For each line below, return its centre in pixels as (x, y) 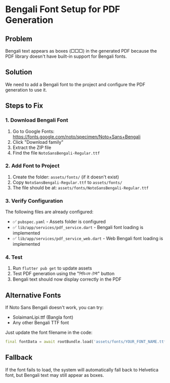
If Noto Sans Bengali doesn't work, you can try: (54, 308)
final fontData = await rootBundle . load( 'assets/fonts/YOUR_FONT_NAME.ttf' (87, 342)
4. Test (14, 257)
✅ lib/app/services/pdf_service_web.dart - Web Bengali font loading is (88, 239)
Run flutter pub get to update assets (52, 268)
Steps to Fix (24, 106)
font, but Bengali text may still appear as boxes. (55, 375)
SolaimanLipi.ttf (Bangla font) (43, 317)
